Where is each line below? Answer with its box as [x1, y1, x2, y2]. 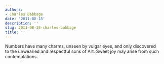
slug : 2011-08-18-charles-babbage [5, 25, 77, 30]
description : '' [5, 21, 39, 26]
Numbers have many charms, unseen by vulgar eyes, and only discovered [5, 43, 156, 49]
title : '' [5, 30, 26, 35]
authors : [5, 7, 23, 12]
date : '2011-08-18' [5, 16, 45, 21]
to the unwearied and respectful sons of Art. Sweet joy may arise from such [5, 48, 159, 54]
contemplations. [5, 54, 38, 59]
